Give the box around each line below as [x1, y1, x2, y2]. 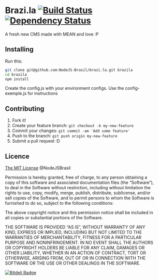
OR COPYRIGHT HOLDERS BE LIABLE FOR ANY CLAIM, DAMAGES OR [5, 245, 145, 250]
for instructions [27, 90, 58, 97]
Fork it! [12, 117, 27, 123]
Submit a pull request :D [12, 138, 60, 144]
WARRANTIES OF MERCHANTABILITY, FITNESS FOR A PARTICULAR [5, 234, 142, 240]
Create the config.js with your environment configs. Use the [5, 85, 124, 91]
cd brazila [5, 72, 27, 77]
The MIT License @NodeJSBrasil [5, 165, 71, 171]
